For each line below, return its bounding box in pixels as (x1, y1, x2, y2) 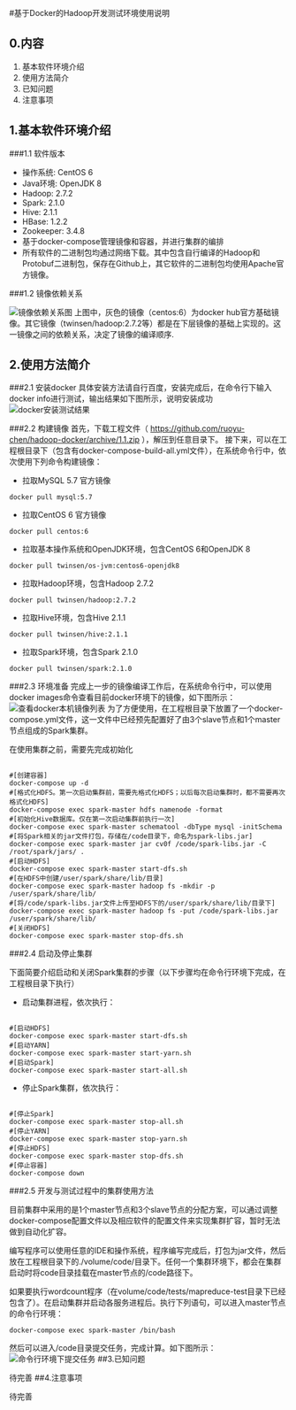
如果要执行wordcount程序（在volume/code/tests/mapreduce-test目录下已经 (9, 1286, 286, 1297)
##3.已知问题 (96, 1353, 146, 1365)
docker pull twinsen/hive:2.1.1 (9, 630, 128, 639)
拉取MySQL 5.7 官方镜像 (21, 475, 111, 486)
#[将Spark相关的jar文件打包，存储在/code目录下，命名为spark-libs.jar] (9, 832, 254, 841)
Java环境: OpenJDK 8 (21, 178, 102, 189)
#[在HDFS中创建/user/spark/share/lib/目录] (9, 875, 163, 883)
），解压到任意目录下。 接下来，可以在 (140, 435, 280, 445)
